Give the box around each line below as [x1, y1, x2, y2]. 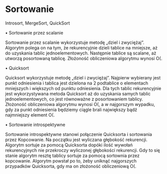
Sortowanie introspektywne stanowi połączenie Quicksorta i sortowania [5, 131, 152, 137]
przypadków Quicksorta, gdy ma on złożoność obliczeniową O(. [5, 163, 137, 169]
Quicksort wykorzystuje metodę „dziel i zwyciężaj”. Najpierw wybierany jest [5, 74, 161, 80]
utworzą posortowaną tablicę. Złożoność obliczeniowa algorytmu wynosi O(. [5, 55, 163, 61]
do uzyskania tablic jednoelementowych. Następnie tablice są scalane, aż [5, 50, 157, 56]
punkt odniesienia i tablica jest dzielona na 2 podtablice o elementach [5, 80, 149, 86]
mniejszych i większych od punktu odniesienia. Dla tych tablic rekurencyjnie [5, 85, 162, 91]
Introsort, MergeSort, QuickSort [5, 20, 70, 26]
